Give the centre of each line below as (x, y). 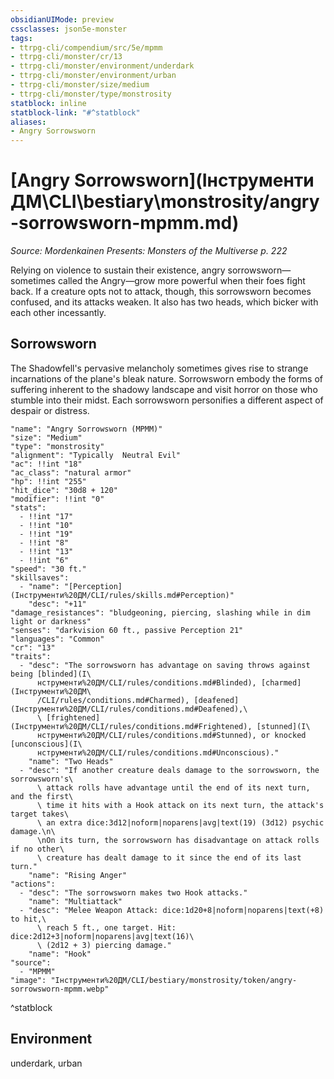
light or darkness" (51, 621)
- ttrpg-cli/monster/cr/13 (66, 57)
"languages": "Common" (57, 639)
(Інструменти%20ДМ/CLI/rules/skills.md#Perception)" (122, 595)
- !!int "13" (46, 551)
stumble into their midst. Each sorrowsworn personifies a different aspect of (167, 400)
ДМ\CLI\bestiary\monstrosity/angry (165, 202)
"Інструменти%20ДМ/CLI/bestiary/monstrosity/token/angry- (174, 980)
